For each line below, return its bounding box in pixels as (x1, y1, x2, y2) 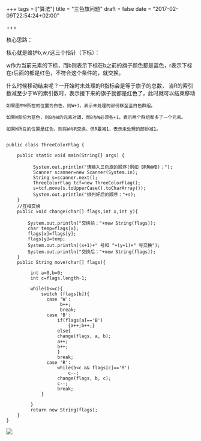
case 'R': (46, 360, 71, 366)
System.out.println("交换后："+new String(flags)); (28, 249, 156, 255)
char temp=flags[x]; (28, 225, 79, 231)
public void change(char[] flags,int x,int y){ (17, 208, 138, 214)
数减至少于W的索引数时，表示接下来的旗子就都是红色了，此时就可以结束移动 (6, 90, 196, 96)
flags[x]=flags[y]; (28, 231, 77, 237)
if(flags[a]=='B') (57, 317, 103, 324)
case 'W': (46, 296, 71, 302)
